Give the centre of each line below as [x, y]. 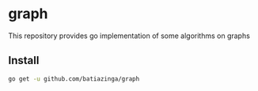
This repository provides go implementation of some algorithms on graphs [129, 36]
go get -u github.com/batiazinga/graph [74, 79]
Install [24, 61]
